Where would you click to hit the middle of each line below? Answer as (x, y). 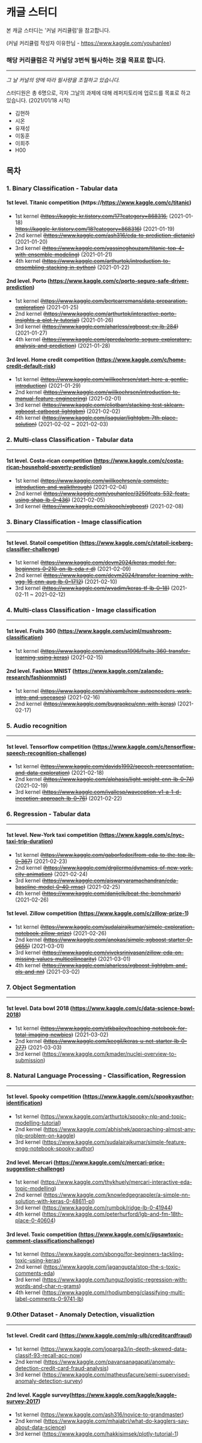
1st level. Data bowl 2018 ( (39, 1008)
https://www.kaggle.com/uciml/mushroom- (115, 631)
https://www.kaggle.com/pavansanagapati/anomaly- (110, 1362)
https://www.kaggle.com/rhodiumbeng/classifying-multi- (114, 1293)
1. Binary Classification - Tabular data (62, 188)
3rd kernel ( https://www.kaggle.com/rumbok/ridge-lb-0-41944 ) (94, 1208)
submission (29, 1060)
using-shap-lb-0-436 (41, 500)
